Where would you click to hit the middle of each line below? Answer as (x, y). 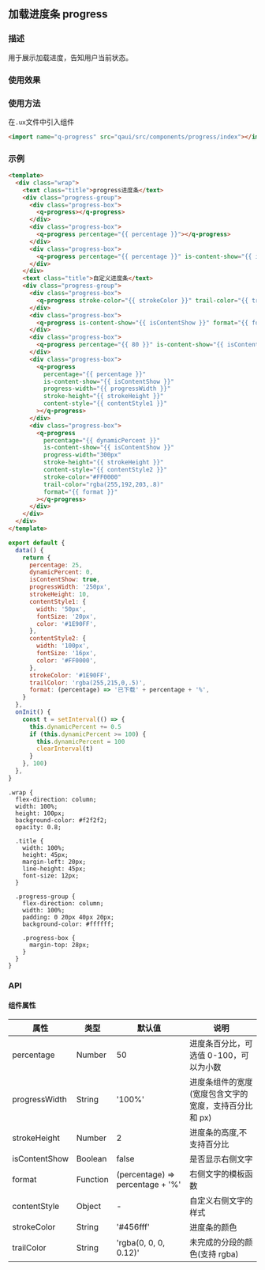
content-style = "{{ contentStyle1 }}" (105, 404)
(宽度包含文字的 (218, 1094)
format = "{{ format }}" (80, 492)
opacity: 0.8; (38, 827)
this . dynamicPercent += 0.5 (75, 726)
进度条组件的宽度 (221, 1082)
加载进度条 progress (58, 14)
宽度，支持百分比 (221, 1105)
